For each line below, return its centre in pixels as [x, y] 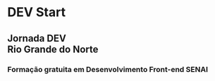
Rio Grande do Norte [53, 49]
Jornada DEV [37, 38]
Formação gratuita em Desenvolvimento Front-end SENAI [107, 69]
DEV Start [36, 12]
